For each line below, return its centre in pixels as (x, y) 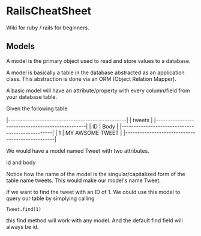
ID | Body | (105, 126)
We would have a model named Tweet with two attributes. (78, 150)
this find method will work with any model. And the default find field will (94, 220)
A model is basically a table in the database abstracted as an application (95, 72)
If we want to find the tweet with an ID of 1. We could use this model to (93, 192)
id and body (21, 162)
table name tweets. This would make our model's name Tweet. (83, 180)
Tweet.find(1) (24, 209)
